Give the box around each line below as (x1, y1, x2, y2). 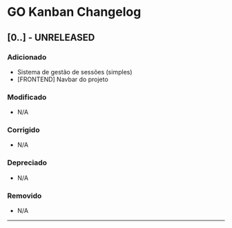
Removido (7, 191, 42, 200)
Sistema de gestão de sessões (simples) (17, 68, 133, 76)
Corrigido (7, 125, 40, 135)
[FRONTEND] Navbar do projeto (17, 75, 108, 83)
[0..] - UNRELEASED (7, 32, 95, 43)
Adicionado (7, 52, 47, 62)
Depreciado (7, 158, 47, 167)
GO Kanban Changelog (7, 4, 142, 20)
